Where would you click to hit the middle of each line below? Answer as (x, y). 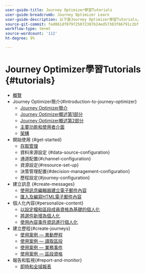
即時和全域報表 (36, 266)
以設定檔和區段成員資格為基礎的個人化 (60, 209)
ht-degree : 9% (20, 39)
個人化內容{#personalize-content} (48, 203)
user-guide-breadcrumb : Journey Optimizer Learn (57, 15)
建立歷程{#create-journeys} (41, 228)
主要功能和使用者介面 (42, 127)
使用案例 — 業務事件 (41, 247)
